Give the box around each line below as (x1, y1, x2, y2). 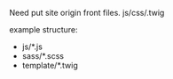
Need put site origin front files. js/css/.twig (9, 8, 165, 18)
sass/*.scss (21, 51, 65, 61)
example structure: (9, 25, 78, 34)
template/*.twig (21, 61, 78, 70)
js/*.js (21, 41, 43, 52)
